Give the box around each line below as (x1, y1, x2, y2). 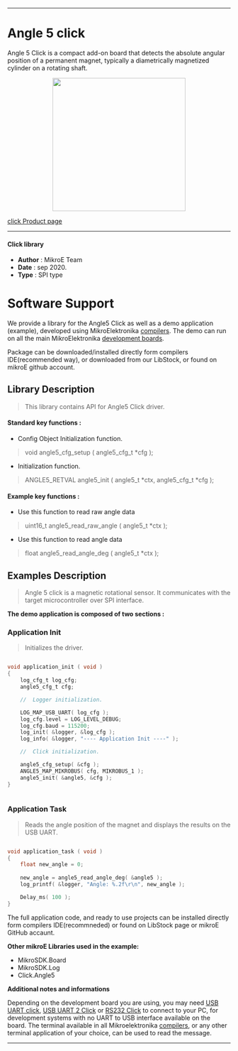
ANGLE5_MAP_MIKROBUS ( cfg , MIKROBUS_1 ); (20, 768, 144, 775)
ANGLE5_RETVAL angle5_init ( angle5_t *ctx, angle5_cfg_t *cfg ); (24, 476, 215, 484)
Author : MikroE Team (17, 256, 83, 264)
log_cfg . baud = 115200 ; (20, 722, 91, 729)
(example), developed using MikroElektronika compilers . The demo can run (7, 327, 227, 335)
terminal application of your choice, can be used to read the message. (7, 1028, 212, 1037)
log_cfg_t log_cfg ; (20, 677, 78, 684)
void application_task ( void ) (7, 848, 103, 855)
